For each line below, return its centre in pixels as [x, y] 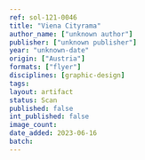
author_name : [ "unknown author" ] [71, 34]
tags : [19, 84]
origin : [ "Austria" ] [48, 59]
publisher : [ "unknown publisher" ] [73, 42]
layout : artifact [41, 92]
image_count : [33, 125]
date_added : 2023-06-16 [53, 133]
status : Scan [33, 100]
